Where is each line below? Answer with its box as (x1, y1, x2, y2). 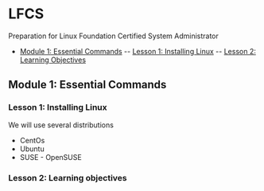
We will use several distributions (8, 120, 114, 130)
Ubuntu (19, 144, 45, 154)
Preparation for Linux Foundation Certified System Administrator (8, 31, 219, 41)
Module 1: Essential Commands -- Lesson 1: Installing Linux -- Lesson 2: (19, 46, 256, 56)
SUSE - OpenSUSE (19, 152, 82, 162)
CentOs (19, 135, 45, 145)
